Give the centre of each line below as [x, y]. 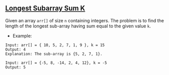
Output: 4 [16, 49]
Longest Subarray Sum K [45, 8]
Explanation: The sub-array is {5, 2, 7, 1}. [54, 54]
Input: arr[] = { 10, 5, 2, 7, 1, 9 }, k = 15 [55, 45]
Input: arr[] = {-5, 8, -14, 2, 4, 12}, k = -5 [56, 63]
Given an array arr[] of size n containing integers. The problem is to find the [85, 20]
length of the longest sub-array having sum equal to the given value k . [78, 26]
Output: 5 [16, 67]
